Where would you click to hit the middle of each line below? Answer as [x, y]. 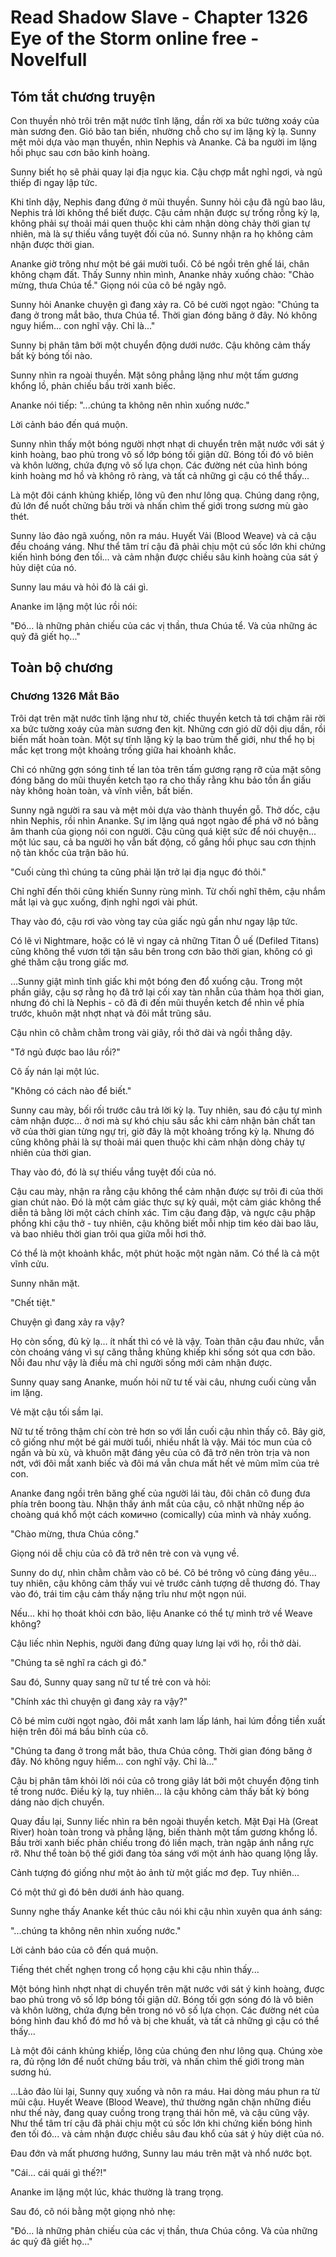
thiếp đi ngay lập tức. [54, 182]
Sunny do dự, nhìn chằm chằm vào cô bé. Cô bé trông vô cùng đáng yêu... [163, 1572]
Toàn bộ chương [62, 667]
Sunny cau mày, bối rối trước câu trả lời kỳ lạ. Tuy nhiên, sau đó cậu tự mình [166, 1110]
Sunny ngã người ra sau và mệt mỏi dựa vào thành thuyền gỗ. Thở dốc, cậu [165, 810]
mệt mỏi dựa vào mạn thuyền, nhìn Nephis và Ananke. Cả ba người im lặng [163, 142]
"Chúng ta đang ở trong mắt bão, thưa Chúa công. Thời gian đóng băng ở [161, 1750]
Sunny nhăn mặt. [45, 1283]
